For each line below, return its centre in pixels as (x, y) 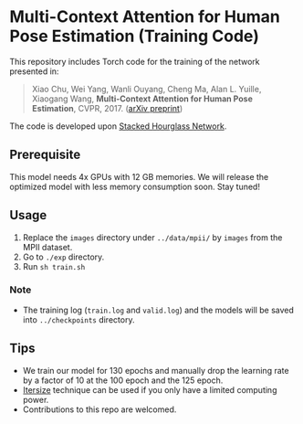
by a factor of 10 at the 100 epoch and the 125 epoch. (123, 380)
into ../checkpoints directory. (78, 319)
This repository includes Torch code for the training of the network (135, 61)
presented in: (34, 71)
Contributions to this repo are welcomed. (99, 409)
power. (36, 399)
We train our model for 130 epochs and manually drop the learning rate (156, 370)
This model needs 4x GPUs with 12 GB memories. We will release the (139, 176)
